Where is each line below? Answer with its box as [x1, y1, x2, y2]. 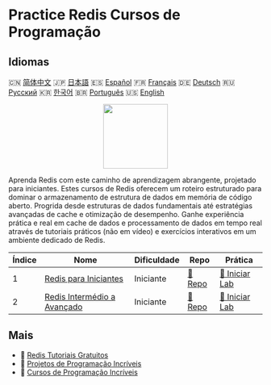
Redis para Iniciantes [44, 273, 123, 284]
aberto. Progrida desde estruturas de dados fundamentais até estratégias [8, 201, 252, 211]
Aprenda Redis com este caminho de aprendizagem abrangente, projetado [8, 175, 256, 185]
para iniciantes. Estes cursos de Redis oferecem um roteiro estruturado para [8, 184, 262, 193]
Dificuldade [134, 254, 180, 266]
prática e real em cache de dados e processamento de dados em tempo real [8, 218, 262, 228]
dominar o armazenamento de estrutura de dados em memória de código [8, 192, 252, 202]
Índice [12, 254, 37, 266]
